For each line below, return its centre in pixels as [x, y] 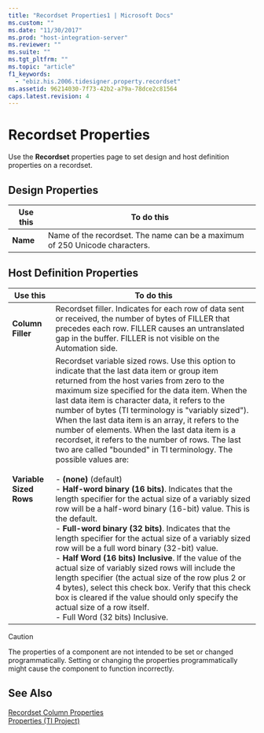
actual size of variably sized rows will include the [145, 567]
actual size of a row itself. [103, 607]
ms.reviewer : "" [35, 45]
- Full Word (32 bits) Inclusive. [112, 617]
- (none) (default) [89, 479]
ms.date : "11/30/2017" [45, 30]
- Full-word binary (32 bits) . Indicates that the [143, 528]
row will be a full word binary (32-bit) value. [137, 548]
